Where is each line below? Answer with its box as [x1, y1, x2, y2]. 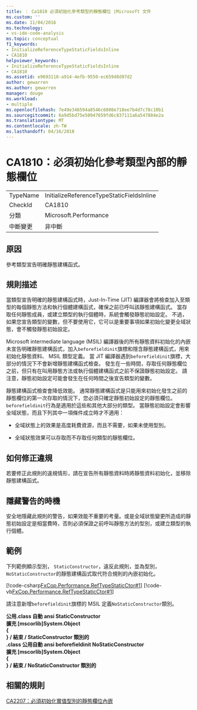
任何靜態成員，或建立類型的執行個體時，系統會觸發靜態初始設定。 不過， [11, 311, 188, 318]
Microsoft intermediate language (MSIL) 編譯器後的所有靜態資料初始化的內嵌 [6, 338, 191, 345]
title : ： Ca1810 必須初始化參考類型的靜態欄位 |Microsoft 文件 [6, 8, 151, 15]
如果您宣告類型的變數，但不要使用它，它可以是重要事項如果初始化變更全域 [6, 318, 186, 326]
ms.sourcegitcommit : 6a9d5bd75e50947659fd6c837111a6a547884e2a [6, 112, 164, 118]
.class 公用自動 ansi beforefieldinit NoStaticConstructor [6, 641, 145, 648]
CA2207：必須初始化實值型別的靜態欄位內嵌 [6, 697, 113, 704]
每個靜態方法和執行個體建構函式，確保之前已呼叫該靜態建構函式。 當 [16, 303, 182, 311]
